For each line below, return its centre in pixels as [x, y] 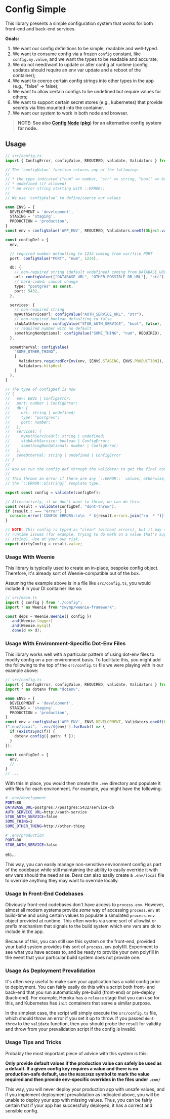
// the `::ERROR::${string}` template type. [53, 483]
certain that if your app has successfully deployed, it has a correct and [79, 1105]
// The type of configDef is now [40, 389]
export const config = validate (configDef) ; [53, 493]
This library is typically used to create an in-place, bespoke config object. [82, 568]
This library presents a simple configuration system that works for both [79, 23]
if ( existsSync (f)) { [33, 732]
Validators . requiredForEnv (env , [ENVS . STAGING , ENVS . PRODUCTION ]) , [91, 361]
